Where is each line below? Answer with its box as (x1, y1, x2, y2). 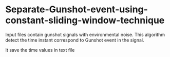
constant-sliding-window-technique (5, 14, 165, 26)
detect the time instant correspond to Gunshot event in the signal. (5, 37, 144, 43)
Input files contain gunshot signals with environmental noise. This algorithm (5, 31, 165, 37)
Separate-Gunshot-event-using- (5, 4, 148, 15)
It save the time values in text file (5, 47, 75, 53)
